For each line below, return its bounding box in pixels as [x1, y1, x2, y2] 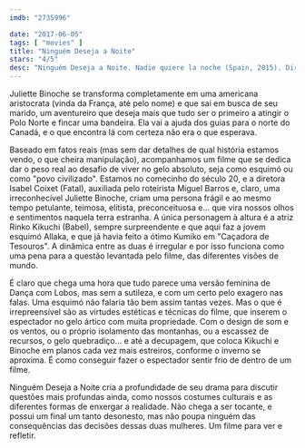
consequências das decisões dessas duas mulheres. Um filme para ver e [9, 421, 283, 431]
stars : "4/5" [9, 55, 59, 64]
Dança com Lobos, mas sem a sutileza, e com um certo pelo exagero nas [9, 287, 284, 297]
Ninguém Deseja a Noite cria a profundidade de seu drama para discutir [9, 382, 279, 393]
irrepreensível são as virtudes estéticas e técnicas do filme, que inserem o [9, 307, 288, 317]
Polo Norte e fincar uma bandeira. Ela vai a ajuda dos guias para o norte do [9, 117, 290, 128]
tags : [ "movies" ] [9, 38, 84, 47]
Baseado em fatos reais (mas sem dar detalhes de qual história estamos [9, 144, 280, 155]
